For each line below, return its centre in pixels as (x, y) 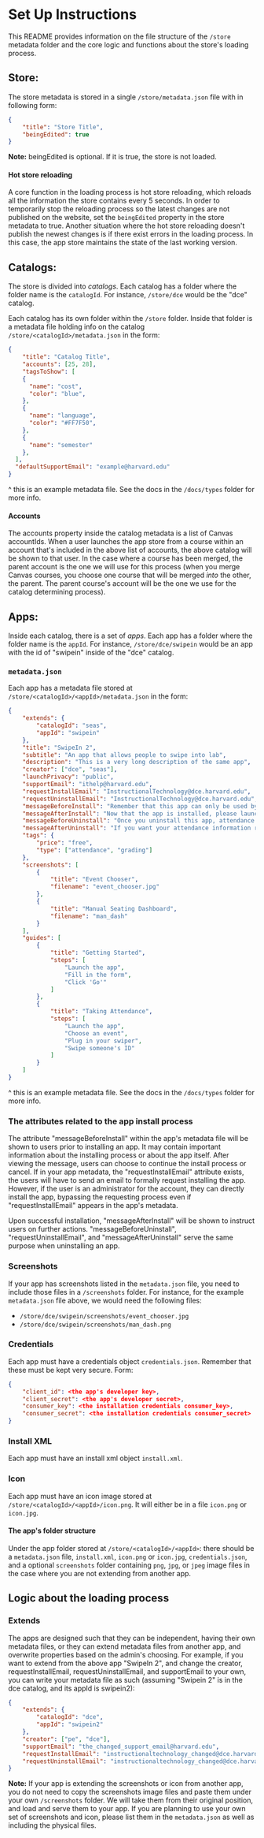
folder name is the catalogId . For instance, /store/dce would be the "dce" (128, 295)
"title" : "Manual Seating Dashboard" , (114, 908)
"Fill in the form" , (98, 975)
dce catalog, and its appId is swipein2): (71, 1688)
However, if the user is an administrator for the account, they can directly (126, 1189)
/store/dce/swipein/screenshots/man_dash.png (95, 1325)
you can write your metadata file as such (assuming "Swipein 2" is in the (126, 1680)
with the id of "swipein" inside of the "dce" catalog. (91, 653)
